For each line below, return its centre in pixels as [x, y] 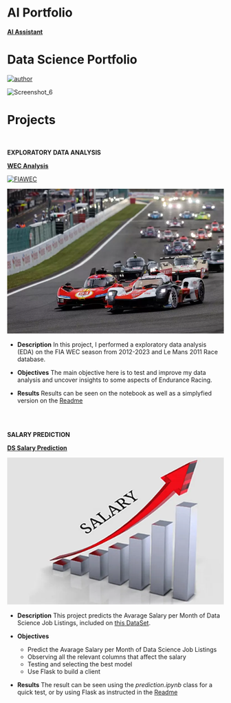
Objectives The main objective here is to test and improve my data [111, 373]
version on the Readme [50, 400]
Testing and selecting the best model [80, 664]
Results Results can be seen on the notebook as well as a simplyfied [114, 394]
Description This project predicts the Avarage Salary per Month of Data [119, 615]
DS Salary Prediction [37, 448]
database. [31, 359]
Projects [32, 120]
